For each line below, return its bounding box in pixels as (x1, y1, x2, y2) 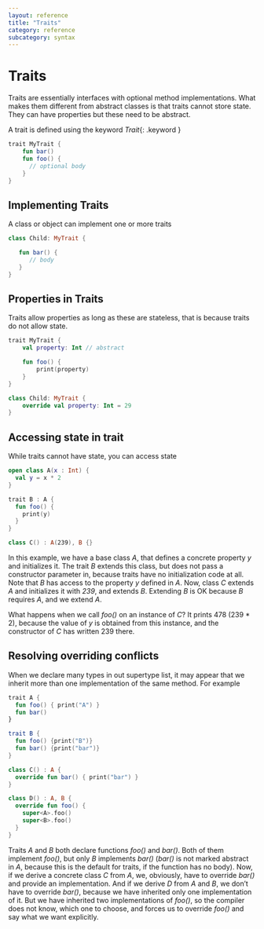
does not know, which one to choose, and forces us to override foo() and (8, 904, 244, 913)
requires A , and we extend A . (8, 594, 102, 604)
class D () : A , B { (8, 795, 72, 803)
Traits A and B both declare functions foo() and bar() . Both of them (8, 845, 224, 854)
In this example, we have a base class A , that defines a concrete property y (8, 553, 251, 562)
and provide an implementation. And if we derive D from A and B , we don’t (8, 879, 249, 888)
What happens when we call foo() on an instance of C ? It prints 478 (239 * (8, 610, 251, 619)
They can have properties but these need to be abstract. (8, 110, 191, 119)
